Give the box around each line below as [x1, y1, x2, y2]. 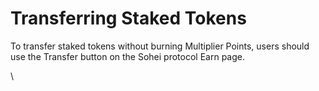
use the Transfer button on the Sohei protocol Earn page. [10, 50, 245, 62]
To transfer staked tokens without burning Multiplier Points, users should [10, 40, 310, 52]
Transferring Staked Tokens [10, 7, 247, 30]
